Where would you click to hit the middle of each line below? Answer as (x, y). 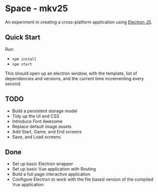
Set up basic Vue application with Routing (54, 169)
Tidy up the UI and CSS (36, 116)
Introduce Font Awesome (37, 121)
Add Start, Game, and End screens (47, 131)
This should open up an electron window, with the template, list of (71, 73)
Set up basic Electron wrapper (42, 164)
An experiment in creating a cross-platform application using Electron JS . (79, 22)
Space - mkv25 (37, 9)
